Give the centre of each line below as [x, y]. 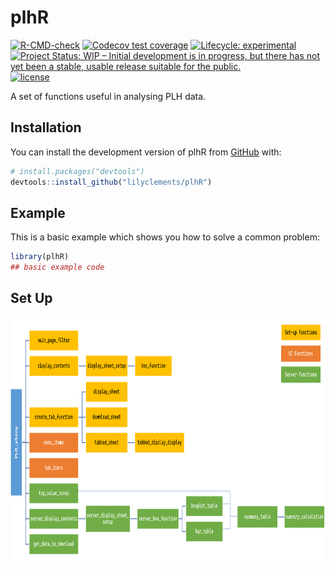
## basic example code [57, 267]
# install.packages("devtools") [77, 171]
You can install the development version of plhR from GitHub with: [146, 152]
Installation [46, 127]
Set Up [31, 298]
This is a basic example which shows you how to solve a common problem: [165, 237]
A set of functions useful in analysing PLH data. [108, 96]
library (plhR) [40, 257]
